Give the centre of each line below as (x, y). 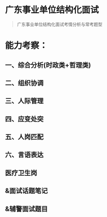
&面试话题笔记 (27, 191)
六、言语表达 (24, 155)
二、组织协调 (24, 83)
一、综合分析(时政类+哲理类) (48, 65)
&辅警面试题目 (27, 209)
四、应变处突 (24, 119)
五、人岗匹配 (24, 137)
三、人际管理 (24, 101)
